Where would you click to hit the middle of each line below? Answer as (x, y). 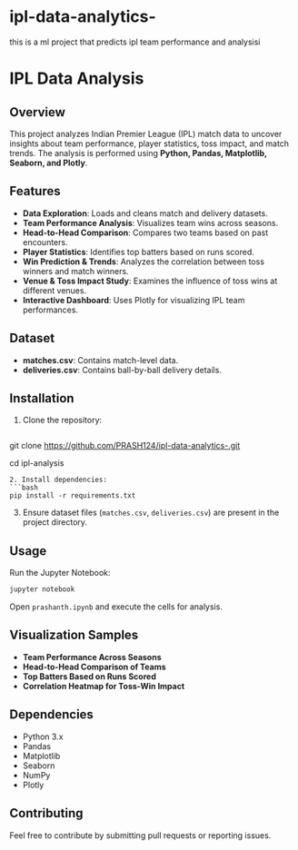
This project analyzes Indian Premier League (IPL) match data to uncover (146, 133)
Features (35, 191)
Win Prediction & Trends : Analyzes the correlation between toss (144, 262)
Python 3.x (43, 736)
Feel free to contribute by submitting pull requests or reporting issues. (140, 835)
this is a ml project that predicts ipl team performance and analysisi (135, 42)
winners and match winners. (75, 271)
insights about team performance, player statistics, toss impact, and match (149, 143)
